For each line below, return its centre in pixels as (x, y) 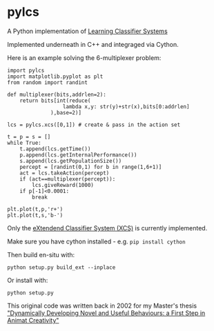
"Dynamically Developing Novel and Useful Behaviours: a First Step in (106, 313)
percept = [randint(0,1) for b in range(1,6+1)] (91, 167)
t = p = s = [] (29, 137)
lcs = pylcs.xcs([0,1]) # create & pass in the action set (94, 125)
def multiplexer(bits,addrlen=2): (57, 94)
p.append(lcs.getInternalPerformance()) (78, 155)
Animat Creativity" (33, 320)
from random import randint (48, 82)
